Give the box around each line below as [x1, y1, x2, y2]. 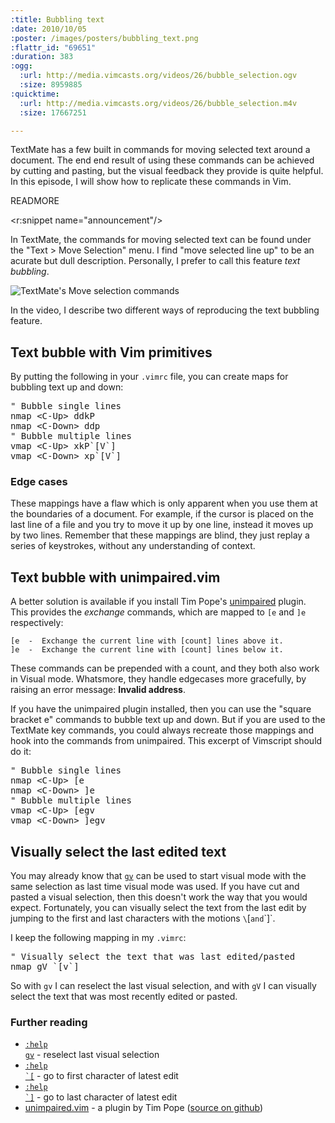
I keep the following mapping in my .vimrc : [10, 932, 187, 944]
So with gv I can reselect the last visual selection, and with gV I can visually [10, 980, 317, 992]
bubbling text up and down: [10, 381, 124, 393]
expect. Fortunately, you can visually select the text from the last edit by [10, 902, 307, 914]
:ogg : [10, 61, 33, 71]
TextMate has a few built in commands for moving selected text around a [10, 144, 311, 156]
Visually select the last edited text [10, 843, 227, 860]
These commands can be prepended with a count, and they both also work [10, 662, 320, 675]
